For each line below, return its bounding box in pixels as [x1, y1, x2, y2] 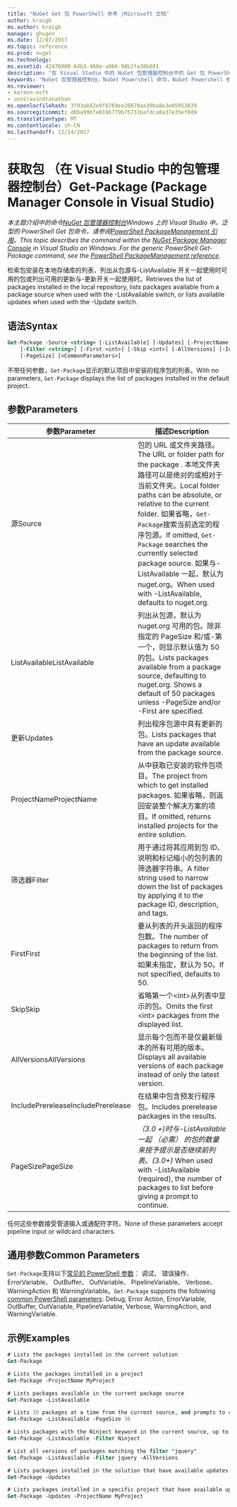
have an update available [137, 738, 221, 748]
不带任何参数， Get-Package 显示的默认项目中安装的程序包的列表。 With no [7, 366, 219, 374]
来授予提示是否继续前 [137, 1145, 209, 1155]
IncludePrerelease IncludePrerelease [11, 1100, 131, 1110]
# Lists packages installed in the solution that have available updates [7, 1467, 229, 1474]
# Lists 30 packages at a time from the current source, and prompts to [7, 1409, 226, 1416]
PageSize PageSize [11, 1161, 73, 1171]
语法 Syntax [7, 320, 58, 332]
